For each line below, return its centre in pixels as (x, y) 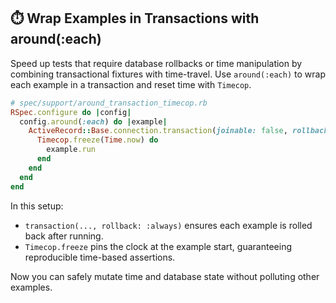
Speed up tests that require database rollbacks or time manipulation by (156, 63)
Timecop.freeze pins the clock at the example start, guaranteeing (158, 246)
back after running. (64, 236)
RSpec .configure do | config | (71, 112)
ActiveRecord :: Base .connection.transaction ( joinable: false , (158, 131)
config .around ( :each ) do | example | (93, 121)
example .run (71, 150)
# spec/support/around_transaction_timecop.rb (109, 103)
